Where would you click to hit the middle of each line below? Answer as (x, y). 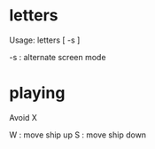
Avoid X (23, 117)
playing (37, 93)
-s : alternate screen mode (58, 57)
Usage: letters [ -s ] (45, 40)
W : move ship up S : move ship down (78, 135)
